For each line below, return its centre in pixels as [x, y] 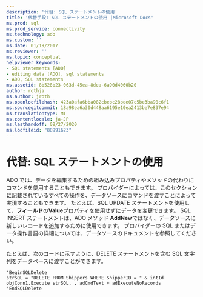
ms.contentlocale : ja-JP [38, 119]
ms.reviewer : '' [27, 52]
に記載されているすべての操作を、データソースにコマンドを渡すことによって [101, 195]
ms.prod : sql [23, 23]
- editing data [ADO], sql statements [55, 74]
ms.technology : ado [31, 35]
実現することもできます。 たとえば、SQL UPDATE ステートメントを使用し [98, 202]
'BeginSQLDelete [27, 272]
